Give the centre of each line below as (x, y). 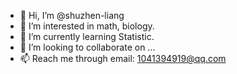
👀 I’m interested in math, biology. (87, 26)
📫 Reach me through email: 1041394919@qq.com (123, 58)
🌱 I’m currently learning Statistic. (87, 36)
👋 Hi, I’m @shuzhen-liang (72, 15)
